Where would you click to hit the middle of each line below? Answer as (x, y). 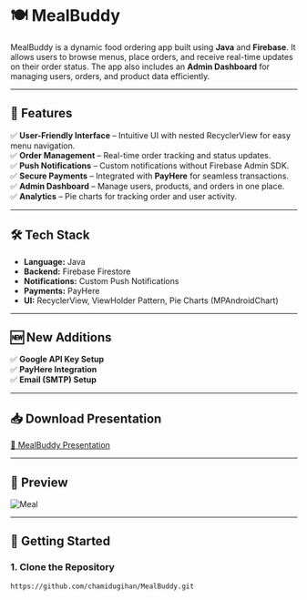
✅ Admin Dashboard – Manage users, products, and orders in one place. (148, 186)
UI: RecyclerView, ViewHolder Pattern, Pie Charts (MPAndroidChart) (151, 300)
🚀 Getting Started (61, 541)
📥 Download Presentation (86, 418)
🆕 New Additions (61, 337)
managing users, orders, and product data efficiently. (110, 76)
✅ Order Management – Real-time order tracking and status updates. (141, 155)
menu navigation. (43, 146)
